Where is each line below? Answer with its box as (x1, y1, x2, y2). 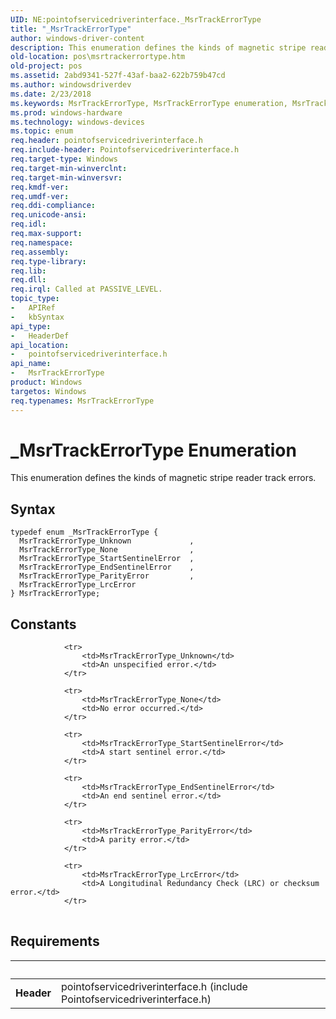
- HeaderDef (10, 331, 70, 341)
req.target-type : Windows (10, 154, 118, 164)
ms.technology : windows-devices (10, 117, 145, 127)
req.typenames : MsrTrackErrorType (10, 396, 155, 406)
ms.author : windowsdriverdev (10, 80, 132, 90)
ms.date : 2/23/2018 (10, 89, 92, 99)
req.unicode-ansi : (10, 210, 87, 220)
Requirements (10, 933, 100, 950)
